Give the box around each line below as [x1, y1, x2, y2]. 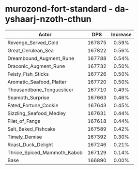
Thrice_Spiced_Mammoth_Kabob [7, 149, 83, 156]
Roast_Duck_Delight [7, 141, 53, 148]
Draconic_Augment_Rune [7, 63, 65, 70]
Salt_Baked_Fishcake [7, 126, 56, 132]
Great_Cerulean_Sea [7, 47, 54, 54]
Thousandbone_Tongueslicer [7, 86, 74, 93]
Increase [111, 31, 132, 38]
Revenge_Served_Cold [7, 39, 59, 46]
